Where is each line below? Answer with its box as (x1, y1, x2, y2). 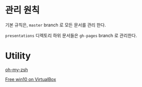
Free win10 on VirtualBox (5, 76, 56, 82)
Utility (5, 50, 31, 62)
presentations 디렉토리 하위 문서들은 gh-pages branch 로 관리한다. (5, 32, 137, 38)
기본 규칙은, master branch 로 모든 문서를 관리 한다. (5, 22, 106, 28)
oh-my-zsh (5, 67, 28, 73)
